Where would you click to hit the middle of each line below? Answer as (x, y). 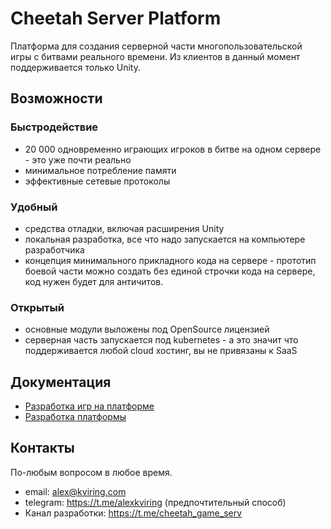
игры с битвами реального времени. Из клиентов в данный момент (155, 56)
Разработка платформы (75, 417)
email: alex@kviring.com (75, 491)
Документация (61, 382)
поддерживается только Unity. (75, 67)
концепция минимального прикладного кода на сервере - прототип (170, 260)
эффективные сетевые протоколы (97, 181)
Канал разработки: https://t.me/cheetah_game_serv (133, 513)
